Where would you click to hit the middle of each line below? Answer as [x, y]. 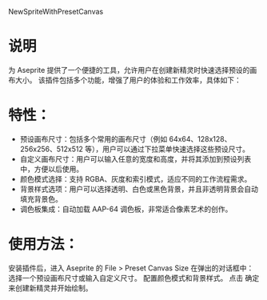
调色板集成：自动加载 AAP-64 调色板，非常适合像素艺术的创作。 [126, 209]
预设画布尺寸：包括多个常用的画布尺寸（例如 [94, 138]
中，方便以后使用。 [52, 169]
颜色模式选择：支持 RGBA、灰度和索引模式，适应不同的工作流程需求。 [135, 178]
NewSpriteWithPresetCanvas [56, 12]
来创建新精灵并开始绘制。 [50, 288]
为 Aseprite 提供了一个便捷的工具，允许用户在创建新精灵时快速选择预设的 [129, 70]
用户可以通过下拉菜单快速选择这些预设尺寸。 [176, 149]
